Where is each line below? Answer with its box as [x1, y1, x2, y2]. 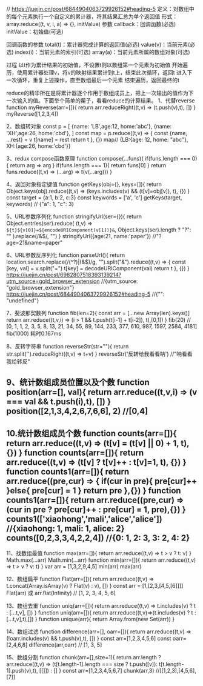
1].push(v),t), [6, 667, 38, 674]
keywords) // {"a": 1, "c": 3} [6, 201, 75, 207]
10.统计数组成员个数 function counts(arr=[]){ [6, 428, 177, 438]
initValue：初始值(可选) [6, 28, 64, 35]
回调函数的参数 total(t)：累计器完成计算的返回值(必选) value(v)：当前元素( [6, 41, 190, 48]
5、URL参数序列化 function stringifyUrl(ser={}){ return [6, 213, 142, 220]
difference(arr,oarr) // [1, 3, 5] [28, 641, 102, 648]
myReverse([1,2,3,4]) [6, 110, 59, 117]
